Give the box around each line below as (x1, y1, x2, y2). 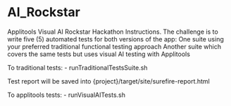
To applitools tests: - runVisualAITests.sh (7, 91, 125, 99)
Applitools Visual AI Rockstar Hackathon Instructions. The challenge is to (7, 27, 218, 36)
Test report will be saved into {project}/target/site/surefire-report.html (7, 77, 210, 85)
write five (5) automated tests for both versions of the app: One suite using (7, 34, 224, 43)
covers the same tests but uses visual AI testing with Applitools (7, 50, 190, 58)
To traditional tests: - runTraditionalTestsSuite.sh (7, 63, 148, 72)
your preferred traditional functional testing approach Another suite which (7, 42, 222, 51)
